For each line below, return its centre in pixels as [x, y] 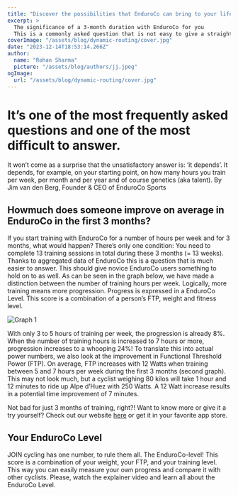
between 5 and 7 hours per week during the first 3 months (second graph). [117, 371]
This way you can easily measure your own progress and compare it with [114, 469]
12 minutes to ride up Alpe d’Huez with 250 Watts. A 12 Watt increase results [119, 386]
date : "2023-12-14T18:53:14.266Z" [58, 47]
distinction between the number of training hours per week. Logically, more [117, 283]
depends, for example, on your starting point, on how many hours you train [117, 173]
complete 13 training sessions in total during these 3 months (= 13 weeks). [116, 254]
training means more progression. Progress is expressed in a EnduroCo [112, 291]
